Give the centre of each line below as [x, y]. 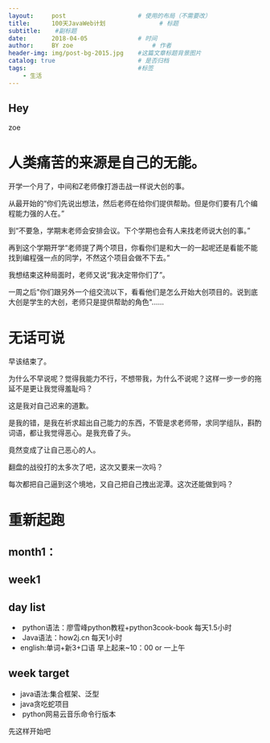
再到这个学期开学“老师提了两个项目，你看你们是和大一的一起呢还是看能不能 [133, 248]
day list [27, 607]
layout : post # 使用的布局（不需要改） [110, 16]
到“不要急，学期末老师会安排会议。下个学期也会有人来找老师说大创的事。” [129, 231]
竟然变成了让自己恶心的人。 [54, 450]
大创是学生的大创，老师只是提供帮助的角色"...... [86, 302]
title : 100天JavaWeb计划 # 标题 [94, 23]
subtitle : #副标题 [43, 31]
